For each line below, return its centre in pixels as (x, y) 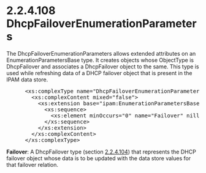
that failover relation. (32, 164)
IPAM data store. (27, 79)
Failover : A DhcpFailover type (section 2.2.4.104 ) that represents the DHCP (101, 152)
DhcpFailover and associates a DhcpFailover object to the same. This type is (103, 66)
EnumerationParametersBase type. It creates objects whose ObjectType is (100, 60)
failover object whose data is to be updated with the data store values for (99, 158)
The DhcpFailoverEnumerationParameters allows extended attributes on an (101, 53)
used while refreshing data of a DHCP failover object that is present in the (99, 73)
